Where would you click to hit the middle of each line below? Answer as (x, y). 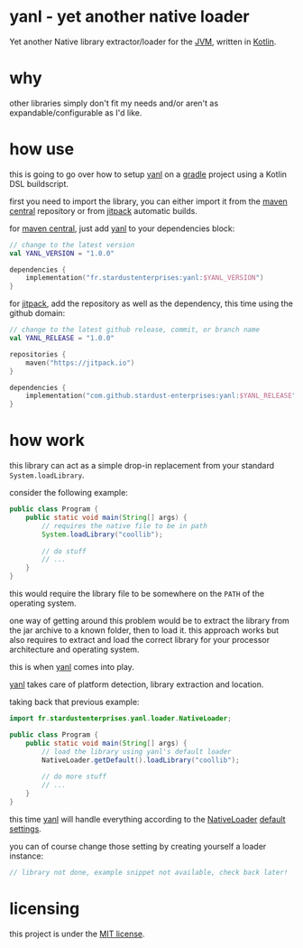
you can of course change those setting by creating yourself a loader (138, 846)
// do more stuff (74, 777)
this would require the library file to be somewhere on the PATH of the (137, 594)
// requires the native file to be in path (124, 525)
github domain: (37, 313)
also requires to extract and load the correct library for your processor (140, 640)
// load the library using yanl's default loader (137, 751)
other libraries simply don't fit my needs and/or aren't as (114, 103)
